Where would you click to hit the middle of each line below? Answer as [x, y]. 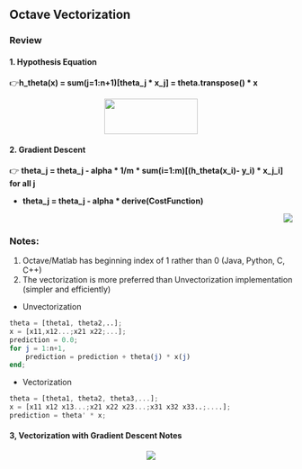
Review [26, 41]
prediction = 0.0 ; [44, 340]
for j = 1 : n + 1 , [38, 348]
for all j [22, 183]
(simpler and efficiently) [67, 289]
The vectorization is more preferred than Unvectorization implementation [157, 280]
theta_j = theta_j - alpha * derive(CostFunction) [113, 201]
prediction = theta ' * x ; [58, 416]
